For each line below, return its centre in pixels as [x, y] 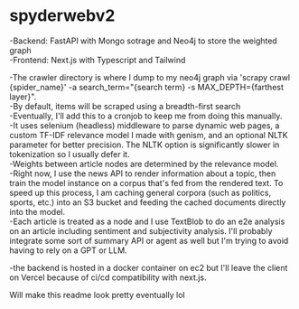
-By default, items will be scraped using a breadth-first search [125, 106]
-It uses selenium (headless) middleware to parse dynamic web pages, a [145, 125]
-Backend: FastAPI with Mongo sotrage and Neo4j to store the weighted [143, 41]
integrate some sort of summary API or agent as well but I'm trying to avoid [149, 240]
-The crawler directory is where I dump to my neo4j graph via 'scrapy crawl [150, 77]
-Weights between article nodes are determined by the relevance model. [144, 164]
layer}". [23, 97]
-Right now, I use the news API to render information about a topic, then [143, 173]
